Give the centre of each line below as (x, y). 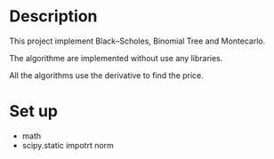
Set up (33, 111)
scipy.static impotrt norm (68, 145)
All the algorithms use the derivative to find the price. (107, 75)
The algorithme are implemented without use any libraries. (116, 58)
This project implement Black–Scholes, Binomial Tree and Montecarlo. (137, 41)
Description (53, 16)
